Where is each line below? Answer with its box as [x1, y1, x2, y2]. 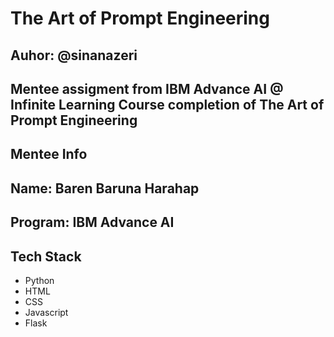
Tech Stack [10, 248, 82, 265]
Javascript [24, 306, 69, 318]
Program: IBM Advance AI [10, 214, 175, 231]
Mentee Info [10, 146, 88, 163]
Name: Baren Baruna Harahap [10, 180, 200, 197]
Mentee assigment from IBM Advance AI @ [10, 80, 284, 97]
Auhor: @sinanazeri [10, 47, 138, 64]
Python [24, 274, 55, 286]
